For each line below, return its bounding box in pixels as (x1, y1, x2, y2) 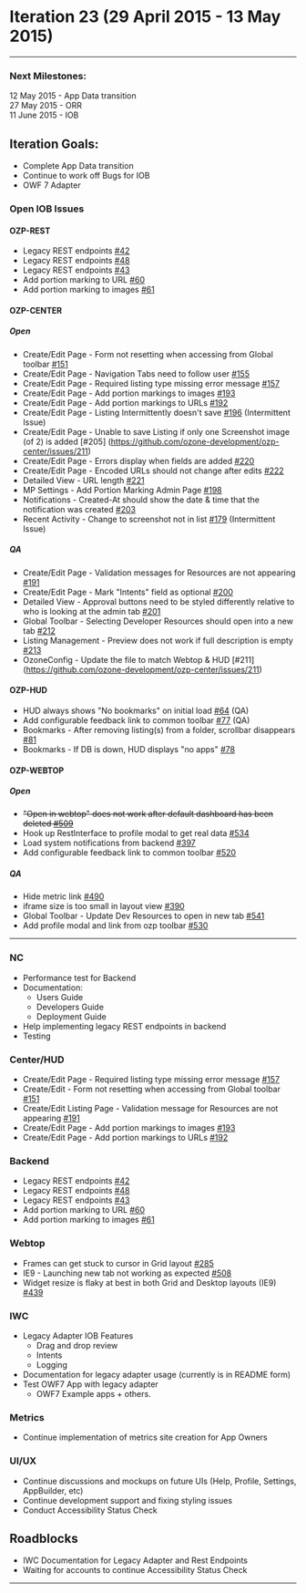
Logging (36, 1359, 68, 1370)
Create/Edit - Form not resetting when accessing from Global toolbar (22, 1083, 280, 1095)
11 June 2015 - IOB (9, 109, 79, 120)
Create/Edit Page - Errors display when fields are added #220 (22, 455, 255, 466)
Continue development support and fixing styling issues (22, 1495, 233, 1505)
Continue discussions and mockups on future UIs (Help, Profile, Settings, (22, 1475, 297, 1486)
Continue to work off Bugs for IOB (22, 171, 150, 181)
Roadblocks (9, 1530, 79, 1546)
